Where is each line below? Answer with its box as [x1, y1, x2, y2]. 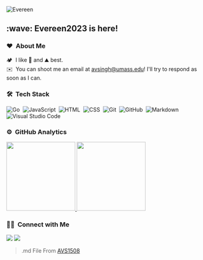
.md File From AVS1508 [21, 247, 81, 254]
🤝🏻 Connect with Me [6, 220, 70, 229]
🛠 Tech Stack [6, 89, 50, 98]
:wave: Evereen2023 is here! [6, 23, 118, 34]
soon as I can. [6, 74, 42, 81]
